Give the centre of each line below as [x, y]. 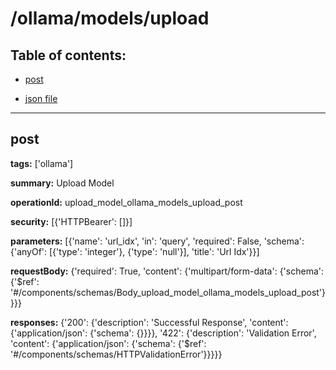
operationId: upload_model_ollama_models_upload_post [126, 202]
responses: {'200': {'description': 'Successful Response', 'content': [149, 322]
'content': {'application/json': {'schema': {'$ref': [108, 343]
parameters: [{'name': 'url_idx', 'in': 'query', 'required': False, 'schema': [157, 241]
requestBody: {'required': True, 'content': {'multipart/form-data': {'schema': [167, 271]
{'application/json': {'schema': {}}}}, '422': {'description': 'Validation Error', [163, 333]
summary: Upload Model [62, 183]
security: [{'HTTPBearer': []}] [71, 221]
